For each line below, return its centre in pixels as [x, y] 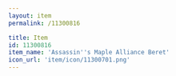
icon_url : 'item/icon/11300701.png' [69, 60]
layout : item [30, 16]
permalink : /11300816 [44, 23]
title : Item [28, 38]
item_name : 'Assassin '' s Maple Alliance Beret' [89, 53]
